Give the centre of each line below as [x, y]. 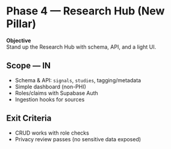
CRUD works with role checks [52, 133]
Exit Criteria [29, 118]
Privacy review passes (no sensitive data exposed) [78, 139]
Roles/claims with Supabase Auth [56, 93]
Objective [19, 40]
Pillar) [21, 24]
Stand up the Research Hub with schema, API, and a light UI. [81, 47]
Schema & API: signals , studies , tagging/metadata [78, 80]
